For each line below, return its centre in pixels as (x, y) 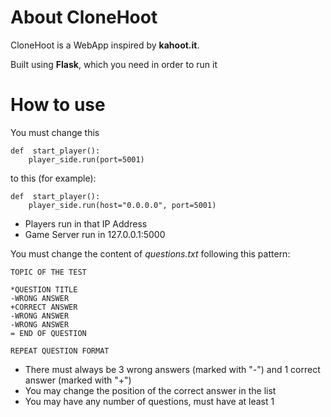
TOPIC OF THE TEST (48, 272)
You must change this (55, 132)
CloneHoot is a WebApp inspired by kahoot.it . (105, 45)
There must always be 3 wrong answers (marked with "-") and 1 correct (172, 369)
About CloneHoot (84, 17)
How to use (58, 105)
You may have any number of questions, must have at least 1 (149, 401)
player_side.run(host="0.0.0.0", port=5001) (122, 205)
